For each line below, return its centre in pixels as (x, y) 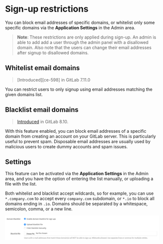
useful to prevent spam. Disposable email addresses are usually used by (78, 141)
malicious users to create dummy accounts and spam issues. (66, 146)
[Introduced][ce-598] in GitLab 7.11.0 (54, 80)
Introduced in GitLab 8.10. (43, 122)
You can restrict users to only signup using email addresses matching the (79, 89)
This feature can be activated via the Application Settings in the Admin (77, 174)
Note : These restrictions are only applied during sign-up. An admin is (86, 37)
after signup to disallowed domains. (53, 53)
